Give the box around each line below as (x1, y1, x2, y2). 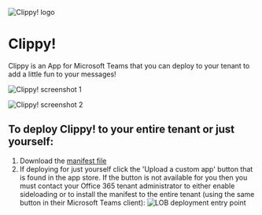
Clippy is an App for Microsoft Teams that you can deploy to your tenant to (8, 61, 250, 70)
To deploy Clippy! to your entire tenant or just (8, 123, 234, 136)
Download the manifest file (19, 156, 107, 165)
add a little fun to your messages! (8, 69, 116, 79)
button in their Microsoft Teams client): (19, 198, 146, 207)
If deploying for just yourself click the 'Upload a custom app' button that (19, 164, 253, 173)
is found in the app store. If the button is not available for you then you (19, 172, 248, 182)
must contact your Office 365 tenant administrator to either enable (19, 181, 235, 191)
